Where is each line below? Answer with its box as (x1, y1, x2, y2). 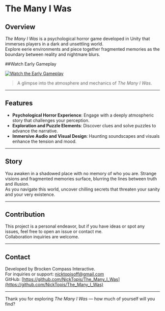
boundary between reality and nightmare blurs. (5, 51, 101, 57)
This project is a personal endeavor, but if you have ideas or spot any (5, 223, 145, 230)
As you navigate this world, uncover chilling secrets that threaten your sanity (5, 186, 160, 192)
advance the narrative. (12, 128, 58, 134)
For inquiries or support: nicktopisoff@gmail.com (5, 271, 104, 277)
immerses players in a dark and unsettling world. (5, 41, 104, 47)
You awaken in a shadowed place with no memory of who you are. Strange (5, 170, 157, 176)
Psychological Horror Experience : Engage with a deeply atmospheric (12, 112, 154, 118)
